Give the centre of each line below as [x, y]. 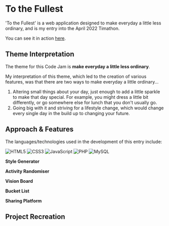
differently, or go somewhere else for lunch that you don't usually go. [85, 102]
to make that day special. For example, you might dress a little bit [80, 97]
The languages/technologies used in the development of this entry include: [84, 142]
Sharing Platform [24, 201]
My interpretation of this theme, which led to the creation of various [76, 76]
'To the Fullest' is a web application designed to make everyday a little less [83, 23]
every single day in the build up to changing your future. [71, 113]
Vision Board [19, 181]
